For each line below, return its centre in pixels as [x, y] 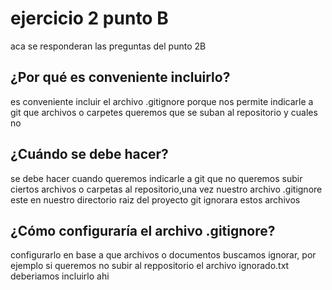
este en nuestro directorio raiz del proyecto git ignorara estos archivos [155, 199]
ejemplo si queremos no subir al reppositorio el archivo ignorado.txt [150, 266]
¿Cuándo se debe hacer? [89, 154]
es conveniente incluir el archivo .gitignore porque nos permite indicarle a [162, 101]
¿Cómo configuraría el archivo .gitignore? [143, 230]
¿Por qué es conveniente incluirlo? [120, 77]
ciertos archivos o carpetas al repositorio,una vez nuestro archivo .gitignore [166, 189]
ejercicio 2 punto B [89, 18]
